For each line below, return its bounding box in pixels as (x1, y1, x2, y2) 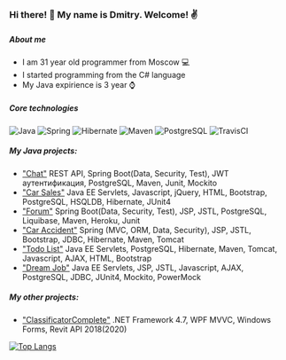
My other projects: (9, 292, 80, 302)
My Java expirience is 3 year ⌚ (21, 79, 135, 90)
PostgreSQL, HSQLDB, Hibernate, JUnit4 (21, 196, 171, 207)
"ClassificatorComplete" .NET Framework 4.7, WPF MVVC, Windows (21, 314, 272, 325)
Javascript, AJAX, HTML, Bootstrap (21, 253, 152, 263)
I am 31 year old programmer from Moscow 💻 (21, 57, 190, 67)
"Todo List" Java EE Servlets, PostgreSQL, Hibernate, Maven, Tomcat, (21, 243, 277, 254)
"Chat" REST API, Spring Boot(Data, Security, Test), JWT (21, 168, 229, 178)
